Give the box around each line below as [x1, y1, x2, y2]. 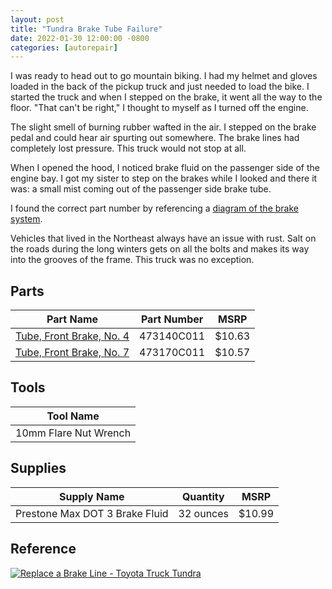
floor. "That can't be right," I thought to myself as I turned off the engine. [10, 102, 309, 114]
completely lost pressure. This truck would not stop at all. [10, 142, 247, 155]
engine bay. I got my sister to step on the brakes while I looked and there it [10, 172, 318, 185]
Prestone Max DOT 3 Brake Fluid [15, 506, 169, 520]
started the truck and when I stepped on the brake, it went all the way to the [10, 91, 323, 103]
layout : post [10, 14, 65, 25]
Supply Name [58, 489, 125, 503]
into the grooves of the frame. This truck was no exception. [10, 254, 255, 266]
